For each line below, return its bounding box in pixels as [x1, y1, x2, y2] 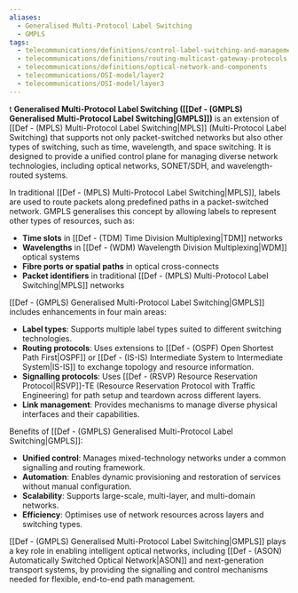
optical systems [21, 251, 80, 262]
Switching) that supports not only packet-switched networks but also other [9, 132, 284, 142]
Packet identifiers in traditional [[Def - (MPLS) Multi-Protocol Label [21, 270, 269, 281]
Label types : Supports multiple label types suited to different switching [21, 324, 282, 334]
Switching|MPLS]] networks [21, 279, 125, 290]
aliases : [9, 12, 42, 22]
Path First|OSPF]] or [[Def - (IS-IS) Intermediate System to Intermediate [21, 352, 284, 363]
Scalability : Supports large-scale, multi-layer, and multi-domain [21, 490, 255, 501]
